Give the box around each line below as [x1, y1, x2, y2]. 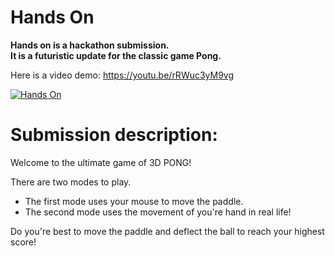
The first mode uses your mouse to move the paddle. [24, 195, 244, 207]
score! [10, 236, 37, 248]
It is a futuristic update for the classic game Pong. [10, 49, 222, 61]
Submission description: [10, 124, 218, 146]
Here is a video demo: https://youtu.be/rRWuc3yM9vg [10, 69, 235, 81]
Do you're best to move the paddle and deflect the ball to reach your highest [10, 225, 325, 237]
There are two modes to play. [10, 176, 132, 188]
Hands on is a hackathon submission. [10, 39, 170, 51]
